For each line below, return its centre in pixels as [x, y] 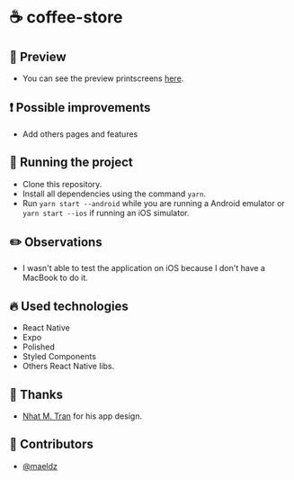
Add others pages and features [80, 134]
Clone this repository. [62, 184]
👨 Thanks [36, 394]
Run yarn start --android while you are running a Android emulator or [153, 203]
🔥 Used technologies [69, 306]
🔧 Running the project [71, 163]
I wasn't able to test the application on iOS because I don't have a [143, 268]
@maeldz [40, 466]
